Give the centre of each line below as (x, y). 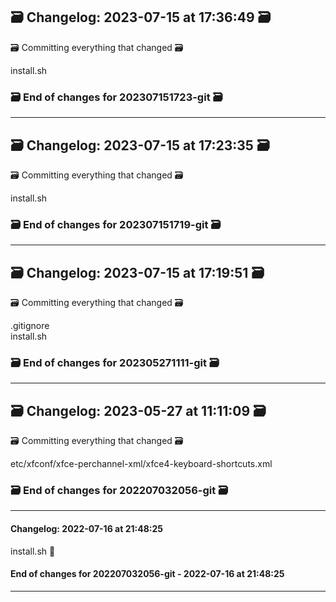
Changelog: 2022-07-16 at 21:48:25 (86, 529)
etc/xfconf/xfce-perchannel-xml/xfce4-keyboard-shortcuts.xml (141, 464)
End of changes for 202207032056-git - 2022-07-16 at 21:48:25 (147, 574)
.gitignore (30, 326)
